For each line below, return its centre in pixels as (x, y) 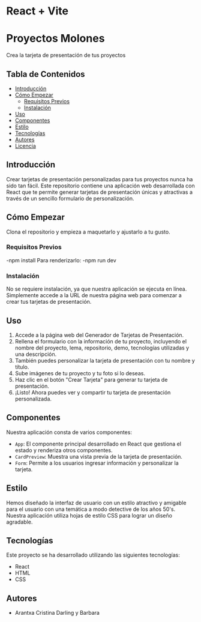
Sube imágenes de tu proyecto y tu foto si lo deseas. (80, 373)
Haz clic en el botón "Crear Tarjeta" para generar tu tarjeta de (91, 379)
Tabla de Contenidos (46, 74)
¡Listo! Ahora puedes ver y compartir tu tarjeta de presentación (93, 392)
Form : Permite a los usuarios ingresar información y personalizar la (97, 463)
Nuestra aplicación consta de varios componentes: (69, 432)
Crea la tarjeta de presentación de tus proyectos (66, 55)
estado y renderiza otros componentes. (64, 450)
